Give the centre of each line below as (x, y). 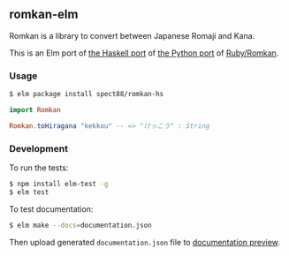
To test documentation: (51, 209)
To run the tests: (39, 168)
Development (39, 148)
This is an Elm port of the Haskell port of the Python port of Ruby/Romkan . (144, 53)
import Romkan (35, 109)
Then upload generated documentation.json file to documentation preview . (145, 242)
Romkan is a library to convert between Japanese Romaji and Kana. (132, 35)
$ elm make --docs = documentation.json (80, 225)
